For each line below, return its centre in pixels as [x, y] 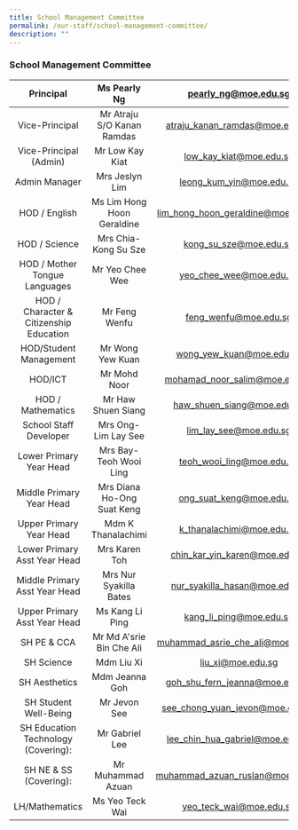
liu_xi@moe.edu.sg [239, 662]
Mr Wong [119, 348]
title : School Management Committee [77, 17]
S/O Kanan [119, 125]
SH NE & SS [48, 770]
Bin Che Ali [119, 647]
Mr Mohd [120, 374]
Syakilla [119, 585]
